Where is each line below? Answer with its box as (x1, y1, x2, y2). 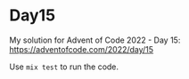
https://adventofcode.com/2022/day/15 (9, 43, 154, 54)
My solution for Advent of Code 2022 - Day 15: (9, 35, 181, 45)
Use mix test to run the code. (9, 61, 119, 72)
